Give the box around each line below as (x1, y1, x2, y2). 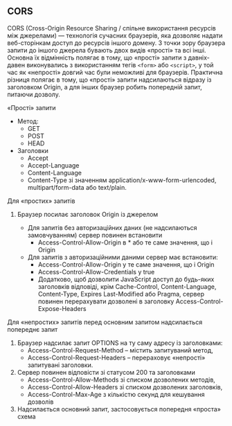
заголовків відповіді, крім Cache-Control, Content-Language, (37, 282, 217, 290)
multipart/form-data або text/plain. (27, 183, 127, 191)
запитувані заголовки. (27, 360, 93, 369)
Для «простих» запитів (7, 197, 75, 205)
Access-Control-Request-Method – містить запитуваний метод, (27, 346, 213, 354)
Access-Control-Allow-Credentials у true (37, 267, 155, 276)
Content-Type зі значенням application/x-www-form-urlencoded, (27, 176, 217, 184)
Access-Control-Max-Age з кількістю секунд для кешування (27, 390, 205, 398)
